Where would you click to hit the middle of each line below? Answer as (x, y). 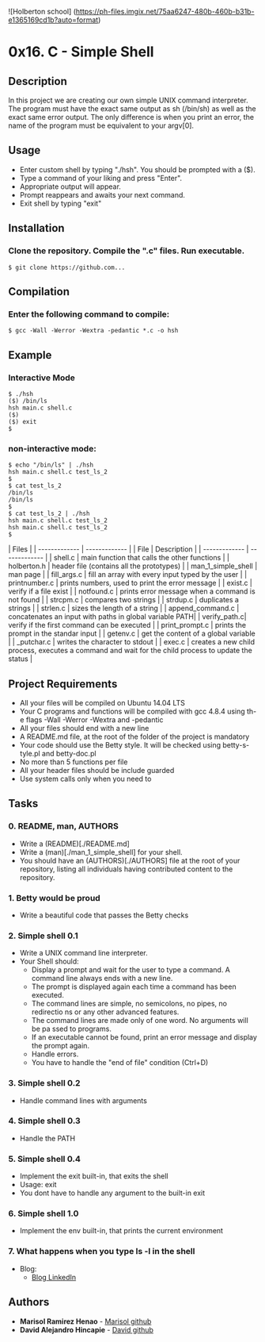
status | (21, 659)
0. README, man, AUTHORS (63, 826)
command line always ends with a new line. (102, 979)
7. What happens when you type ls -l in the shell (102, 1252)
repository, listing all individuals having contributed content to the (126, 869)
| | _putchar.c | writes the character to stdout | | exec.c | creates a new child (132, 642)
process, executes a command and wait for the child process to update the (131, 651)
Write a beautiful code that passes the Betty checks (104, 915)
